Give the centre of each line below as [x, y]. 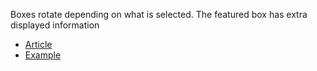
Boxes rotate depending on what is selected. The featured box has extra [159, 14]
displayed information [55, 25]
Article [38, 44]
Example [43, 55]
